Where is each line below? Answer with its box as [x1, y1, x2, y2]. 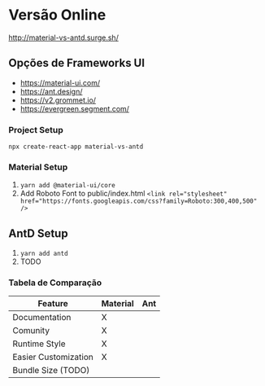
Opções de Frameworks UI [8, 56, 145, 70]
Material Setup [8, 161, 68, 173]
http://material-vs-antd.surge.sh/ [8, 33, 119, 42]
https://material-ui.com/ [20, 77, 100, 87]
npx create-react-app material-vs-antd [8, 143, 144, 151]
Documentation [12, 312, 72, 323]
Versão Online [8, 6, 106, 24]
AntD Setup [8, 226, 68, 240]
